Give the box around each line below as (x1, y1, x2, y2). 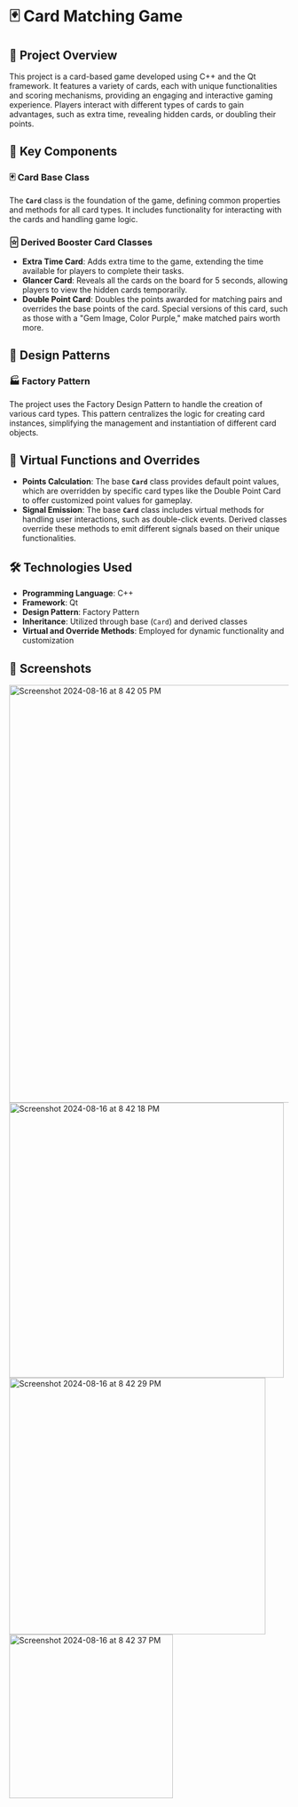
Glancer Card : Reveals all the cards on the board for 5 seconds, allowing (21, 275, 288, 285)
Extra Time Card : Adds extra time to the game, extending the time (21, 256, 264, 267)
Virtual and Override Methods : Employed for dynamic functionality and (21, 626, 285, 636)
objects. (9, 427, 39, 437)
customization (21, 636, 74, 646)
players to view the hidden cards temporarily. (21, 284, 188, 295)
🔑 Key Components (9, 144, 118, 159)
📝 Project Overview (9, 47, 118, 62)
